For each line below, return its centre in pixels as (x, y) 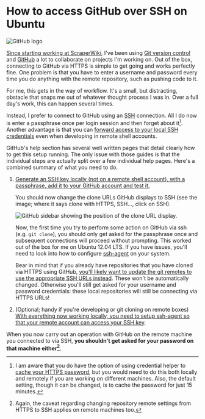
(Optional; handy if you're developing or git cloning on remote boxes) (102, 309)
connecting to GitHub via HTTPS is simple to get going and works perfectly (101, 66)
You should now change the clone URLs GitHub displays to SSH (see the (106, 197)
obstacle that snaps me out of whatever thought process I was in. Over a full (102, 97)
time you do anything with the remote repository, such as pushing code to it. (102, 79)
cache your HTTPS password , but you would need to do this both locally (106, 372)
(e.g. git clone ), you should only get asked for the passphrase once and (106, 234)
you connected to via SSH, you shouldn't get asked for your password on (100, 340)
